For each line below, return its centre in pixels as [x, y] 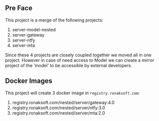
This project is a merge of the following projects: [54, 20]
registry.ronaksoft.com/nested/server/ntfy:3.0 [59, 108]
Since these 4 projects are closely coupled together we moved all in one [78, 55]
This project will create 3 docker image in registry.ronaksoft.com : [73, 93]
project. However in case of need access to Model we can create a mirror [79, 60]
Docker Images [29, 81]
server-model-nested [34, 30]
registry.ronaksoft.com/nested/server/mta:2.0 [59, 113]
